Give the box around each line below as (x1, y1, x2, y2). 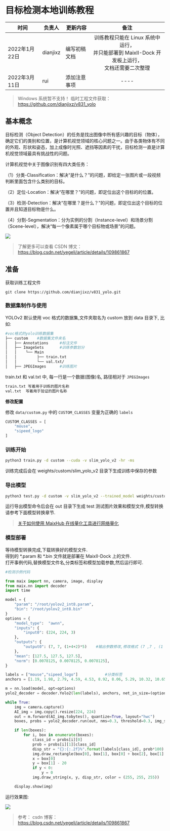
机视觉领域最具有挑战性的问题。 (5, 150, 72, 156)
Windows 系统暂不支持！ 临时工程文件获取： (17, 95, 111, 101)
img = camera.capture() (14, 704, 65, 710)
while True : (5, 699, 30, 705)
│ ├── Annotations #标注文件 (5, 340, 77, 346)
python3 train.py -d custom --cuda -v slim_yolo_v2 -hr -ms (5, 458, 135, 463)
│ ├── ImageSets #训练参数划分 (5, 345, 85, 350)
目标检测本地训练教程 (5, 5, 95, 16)
